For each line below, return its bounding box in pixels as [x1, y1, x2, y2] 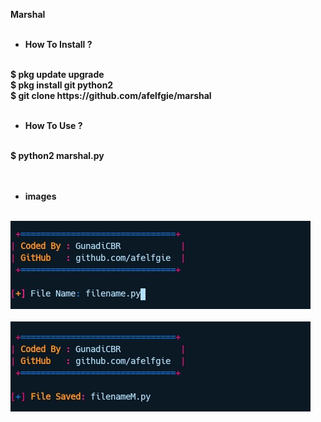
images [24, 190, 57, 202]
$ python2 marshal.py [10, 150, 105, 161]
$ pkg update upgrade [10, 69, 105, 80]
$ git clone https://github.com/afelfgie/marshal [10, 90, 212, 101]
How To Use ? [24, 120, 83, 131]
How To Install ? [24, 39, 93, 50]
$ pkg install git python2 [10, 79, 114, 91]
